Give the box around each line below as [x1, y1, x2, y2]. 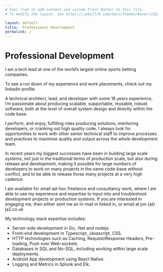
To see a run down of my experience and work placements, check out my [5, 81, 152, 87]
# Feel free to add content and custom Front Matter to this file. [5, 7, 145, 12]
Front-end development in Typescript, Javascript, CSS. [12, 230, 122, 236]
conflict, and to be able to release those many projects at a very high [5, 171, 143, 177]
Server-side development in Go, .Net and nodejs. [12, 225, 110, 231]
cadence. [5, 176, 24, 182]
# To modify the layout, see [5, 12, 64, 17]
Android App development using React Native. [12, 256, 105, 262]
